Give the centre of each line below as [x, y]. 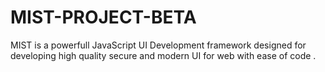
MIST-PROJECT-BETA [103, 17]
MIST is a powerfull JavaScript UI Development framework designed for [158, 45]
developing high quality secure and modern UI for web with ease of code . [163, 55]
